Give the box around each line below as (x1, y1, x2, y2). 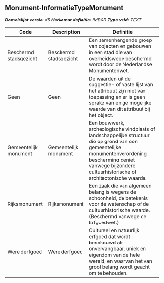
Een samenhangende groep (88, 37, 152, 43)
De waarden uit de (88, 75, 131, 82)
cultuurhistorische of (88, 168, 137, 175)
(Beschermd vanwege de (88, 213, 147, 220)
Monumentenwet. (88, 67, 129, 74)
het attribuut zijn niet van (88, 87, 146, 94)
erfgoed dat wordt (88, 233, 131, 240)
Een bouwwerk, (88, 120, 124, 126)
